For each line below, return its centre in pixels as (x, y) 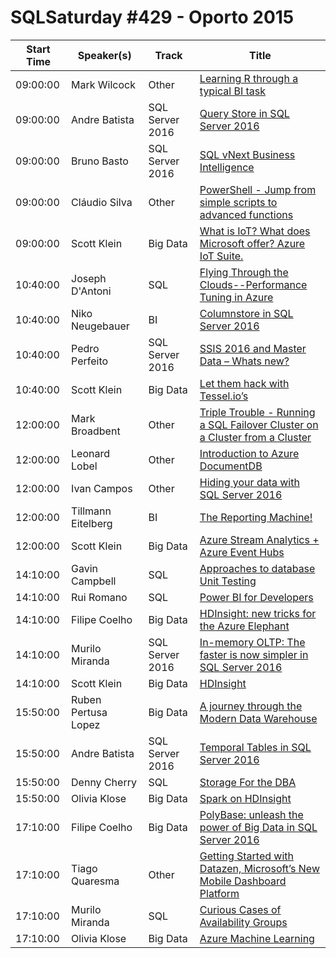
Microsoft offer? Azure (252, 243)
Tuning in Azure (236, 297)
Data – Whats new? (244, 361)
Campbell (94, 581)
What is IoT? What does (255, 231)
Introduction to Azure (249, 453)
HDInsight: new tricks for (258, 613)
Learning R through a (249, 78)
